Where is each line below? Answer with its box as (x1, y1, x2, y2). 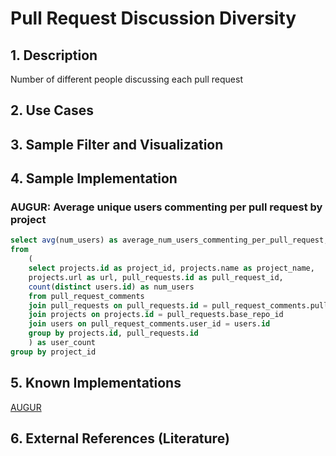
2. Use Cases (10, 102, 94, 119)
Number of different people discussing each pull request (10, 73, 243, 85)
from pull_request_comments (28, 291, 145, 301)
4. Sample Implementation (10, 170, 178, 187)
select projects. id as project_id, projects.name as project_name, (28, 263, 315, 274)
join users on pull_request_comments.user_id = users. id (28, 319, 271, 329)
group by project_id (10, 347, 97, 357)
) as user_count (28, 338, 97, 348)
